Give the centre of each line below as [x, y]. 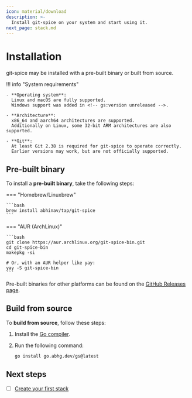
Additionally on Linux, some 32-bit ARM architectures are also [91, 126]
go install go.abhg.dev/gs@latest [56, 356]
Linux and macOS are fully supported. [59, 100]
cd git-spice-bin [27, 248]
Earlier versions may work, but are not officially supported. [90, 152]
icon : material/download [36, 11]
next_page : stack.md [31, 28]
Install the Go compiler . [42, 334]
